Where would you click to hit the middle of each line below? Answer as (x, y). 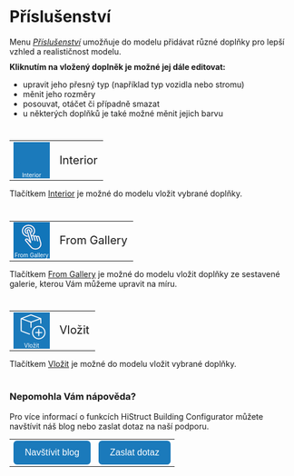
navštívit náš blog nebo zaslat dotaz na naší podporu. (109, 426)
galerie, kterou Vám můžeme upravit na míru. (93, 283)
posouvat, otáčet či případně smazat (91, 104)
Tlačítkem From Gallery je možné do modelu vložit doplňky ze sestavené (145, 273)
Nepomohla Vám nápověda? (73, 397)
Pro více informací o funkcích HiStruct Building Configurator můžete (137, 416)
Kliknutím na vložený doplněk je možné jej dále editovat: (118, 66)
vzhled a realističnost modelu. (65, 51)
